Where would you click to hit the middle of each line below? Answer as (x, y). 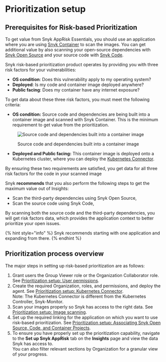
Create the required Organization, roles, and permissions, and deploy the (86, 286)
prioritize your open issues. (33, 223)
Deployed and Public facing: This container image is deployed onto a (83, 154)
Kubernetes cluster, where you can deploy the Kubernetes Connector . (83, 159)
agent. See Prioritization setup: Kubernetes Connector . (68, 291)
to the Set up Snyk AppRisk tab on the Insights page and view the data (85, 338)
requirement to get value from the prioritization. (61, 125)
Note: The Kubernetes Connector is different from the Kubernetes (79, 296)
